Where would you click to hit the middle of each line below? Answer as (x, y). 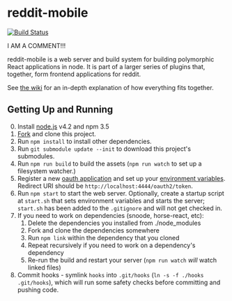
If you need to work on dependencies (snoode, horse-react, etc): (110, 215)
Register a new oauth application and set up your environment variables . (121, 178)
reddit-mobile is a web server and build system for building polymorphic (111, 59)
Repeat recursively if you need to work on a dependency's (111, 245)
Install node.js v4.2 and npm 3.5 (63, 126)
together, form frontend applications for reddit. (74, 74)
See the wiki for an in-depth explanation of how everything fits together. (110, 87)
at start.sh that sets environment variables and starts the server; (111, 200)
